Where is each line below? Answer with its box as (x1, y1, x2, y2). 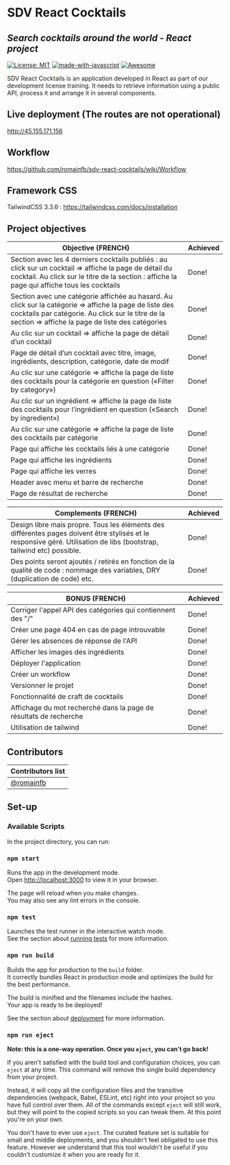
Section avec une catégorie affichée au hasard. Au (10, 291, 173, 301)
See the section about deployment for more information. (7, 1013, 166, 1022)
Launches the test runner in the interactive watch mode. (7, 927, 166, 935)
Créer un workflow (10, 670, 71, 680)
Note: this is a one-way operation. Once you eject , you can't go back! (7, 1044, 209, 1053)
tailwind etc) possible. (10, 546, 81, 555)
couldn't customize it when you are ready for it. (7, 1150, 140, 1158)
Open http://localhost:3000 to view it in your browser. (7, 876, 159, 884)
